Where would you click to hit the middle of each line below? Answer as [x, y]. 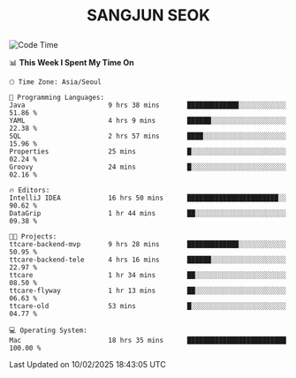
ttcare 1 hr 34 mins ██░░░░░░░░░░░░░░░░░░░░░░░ [148, 276]
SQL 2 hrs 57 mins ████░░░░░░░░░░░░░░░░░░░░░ [148, 136]
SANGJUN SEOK [148, 15]
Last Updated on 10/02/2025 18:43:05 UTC [87, 365]
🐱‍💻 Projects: [33, 237]
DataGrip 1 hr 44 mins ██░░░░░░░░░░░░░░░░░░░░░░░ [148, 214]
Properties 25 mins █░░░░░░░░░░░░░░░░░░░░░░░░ [148, 152]
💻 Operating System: [49, 331]
